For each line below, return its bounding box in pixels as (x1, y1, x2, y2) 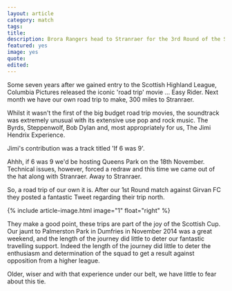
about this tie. (7, 277, 46, 285)
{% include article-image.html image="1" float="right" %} (7, 206, 171, 214)
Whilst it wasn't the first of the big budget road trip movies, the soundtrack (7, 109, 220, 117)
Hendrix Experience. (7, 131, 66, 139)
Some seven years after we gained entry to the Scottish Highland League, (7, 80, 217, 88)
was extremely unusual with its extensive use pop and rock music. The (7, 115, 209, 124)
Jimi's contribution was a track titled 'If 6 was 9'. (7, 144, 145, 152)
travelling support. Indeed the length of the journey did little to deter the (7, 241, 211, 250)
